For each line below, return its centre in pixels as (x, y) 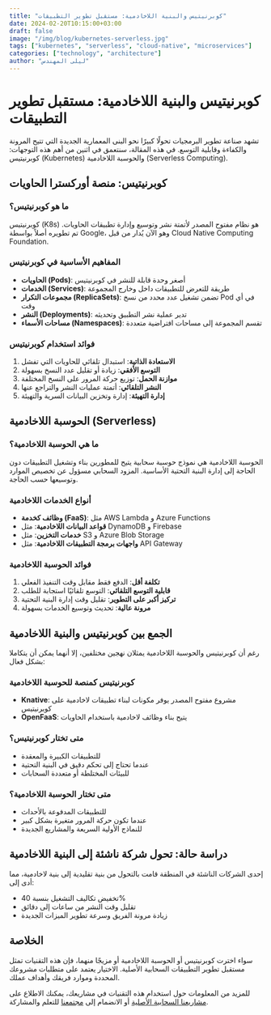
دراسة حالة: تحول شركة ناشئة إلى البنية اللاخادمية (119, 854)
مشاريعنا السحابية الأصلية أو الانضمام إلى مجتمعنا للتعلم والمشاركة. (109, 1001)
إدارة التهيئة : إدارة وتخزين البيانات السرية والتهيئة (93, 396)
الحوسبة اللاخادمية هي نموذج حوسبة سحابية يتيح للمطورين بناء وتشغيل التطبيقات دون (136, 461)
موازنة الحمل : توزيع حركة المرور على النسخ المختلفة (99, 379)
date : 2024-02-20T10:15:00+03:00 (66, 23)
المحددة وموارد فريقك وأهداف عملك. (65, 977)
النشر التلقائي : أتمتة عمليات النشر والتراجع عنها (91, 387)
